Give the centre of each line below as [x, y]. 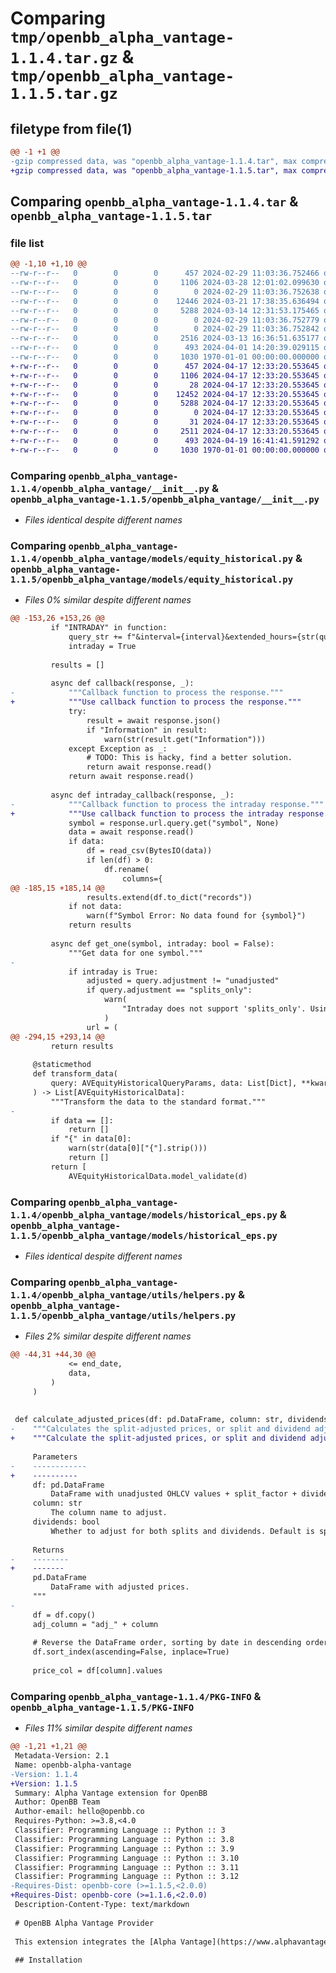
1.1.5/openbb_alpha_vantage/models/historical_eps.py [144, 1235]
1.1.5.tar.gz [64, 94]
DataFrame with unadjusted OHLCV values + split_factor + [174, 1494]
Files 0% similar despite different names [108, 600]
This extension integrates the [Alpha [95, 1942]
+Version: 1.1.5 [44, 1783]
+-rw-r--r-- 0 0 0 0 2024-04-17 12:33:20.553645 [165, 413]
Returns [48, 1550]
